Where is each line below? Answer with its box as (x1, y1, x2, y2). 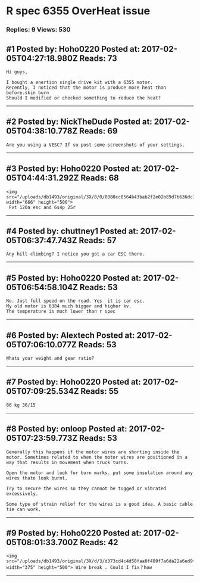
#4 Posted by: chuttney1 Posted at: (6, 226, 139, 236)
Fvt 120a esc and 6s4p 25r (8, 204, 76, 210)
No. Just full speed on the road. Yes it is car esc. (6, 298, 145, 304)
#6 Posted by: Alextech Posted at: (6, 330, 135, 340)
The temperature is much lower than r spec (6, 309, 116, 315)
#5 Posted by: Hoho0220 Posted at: (6, 273, 142, 283)
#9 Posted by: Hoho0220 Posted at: (6, 528, 142, 538)
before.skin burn (6, 89, 49, 96)
